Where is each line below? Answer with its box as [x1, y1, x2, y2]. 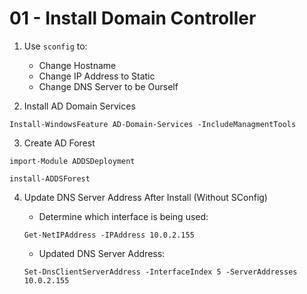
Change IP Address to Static [38, 70, 156, 82]
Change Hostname [38, 59, 117, 71]
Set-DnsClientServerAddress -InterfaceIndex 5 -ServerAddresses [23, 267, 298, 277]
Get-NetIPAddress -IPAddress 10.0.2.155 [23, 230, 195, 240]
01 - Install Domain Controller [9, 7, 257, 30]
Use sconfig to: [23, 40, 88, 52]
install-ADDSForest [9, 173, 91, 184]
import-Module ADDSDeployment [9, 156, 136, 166]
